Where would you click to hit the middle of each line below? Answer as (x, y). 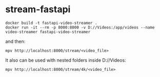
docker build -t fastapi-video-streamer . (51, 23)
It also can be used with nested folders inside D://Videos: (66, 60)
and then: (15, 41)
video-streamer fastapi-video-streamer (48, 32)
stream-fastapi (38, 9)
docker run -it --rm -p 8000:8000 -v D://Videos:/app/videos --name (80, 27)
